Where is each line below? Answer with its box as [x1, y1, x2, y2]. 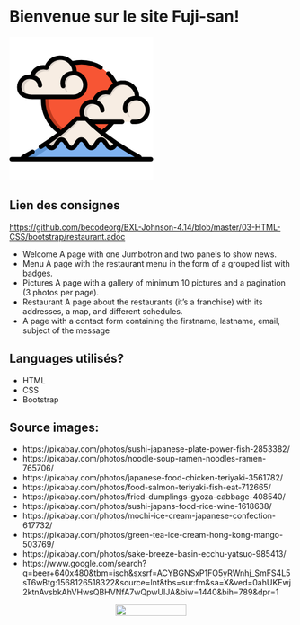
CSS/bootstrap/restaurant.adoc [9, 231, 126, 242]
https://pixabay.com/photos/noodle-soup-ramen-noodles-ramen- [22, 453, 267, 464]
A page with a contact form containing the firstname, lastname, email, [22, 315, 280, 326]
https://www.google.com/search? [22, 559, 146, 569]
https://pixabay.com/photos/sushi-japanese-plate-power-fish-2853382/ [22, 444, 290, 454]
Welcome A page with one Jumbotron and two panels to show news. [22, 249, 277, 260]
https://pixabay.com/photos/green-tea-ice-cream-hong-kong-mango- [22, 530, 284, 541]
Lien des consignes [9, 198, 120, 213]
